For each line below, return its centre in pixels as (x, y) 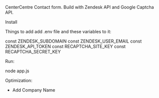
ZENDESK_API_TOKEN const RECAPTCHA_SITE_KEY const (65, 46)
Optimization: (19, 80)
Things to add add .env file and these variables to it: (58, 31)
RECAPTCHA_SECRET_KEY (33, 52)
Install (11, 22)
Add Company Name (34, 90)
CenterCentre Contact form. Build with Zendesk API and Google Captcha (79, 7)
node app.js (17, 71)
